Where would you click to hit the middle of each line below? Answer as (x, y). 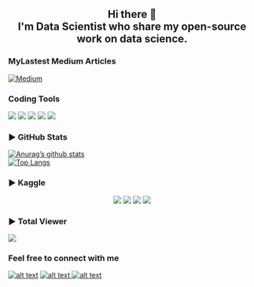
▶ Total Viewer (38, 221)
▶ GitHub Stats (38, 136)
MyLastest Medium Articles (62, 61)
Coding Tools (34, 99)
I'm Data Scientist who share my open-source (132, 27)
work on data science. (132, 39)
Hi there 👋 (132, 15)
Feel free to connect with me (64, 258)
